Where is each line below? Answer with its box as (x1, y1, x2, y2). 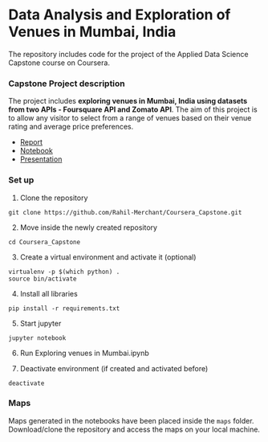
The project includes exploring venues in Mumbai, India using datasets (8, 96, 248, 106)
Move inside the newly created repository (19, 223, 158, 232)
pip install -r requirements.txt (8, 304, 120, 313)
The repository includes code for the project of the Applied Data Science (8, 49, 249, 59)
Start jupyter (19, 318, 62, 328)
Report (19, 137, 43, 147)
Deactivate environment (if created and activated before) (19, 363, 209, 373)
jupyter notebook (8, 334, 67, 342)
